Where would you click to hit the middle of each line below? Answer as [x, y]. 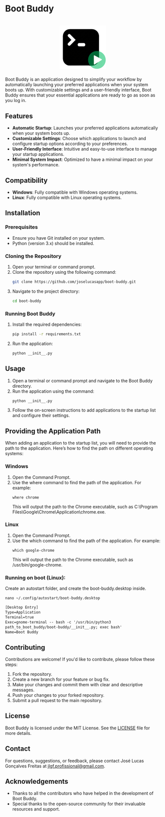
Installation [23, 213]
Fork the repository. [32, 674]
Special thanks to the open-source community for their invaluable [79, 804]
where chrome [26, 497]
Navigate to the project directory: [46, 291]
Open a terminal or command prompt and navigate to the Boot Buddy [82, 381]
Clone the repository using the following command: [64, 272]
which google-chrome [33, 550]
